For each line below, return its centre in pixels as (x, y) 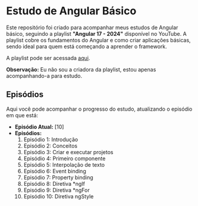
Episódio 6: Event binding (55, 171)
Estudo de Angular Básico (71, 11)
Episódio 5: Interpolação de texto (64, 164)
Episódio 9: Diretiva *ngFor (57, 190)
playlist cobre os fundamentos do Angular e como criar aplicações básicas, (99, 40)
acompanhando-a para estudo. (44, 76)
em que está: (22, 115)
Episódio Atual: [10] (39, 127)
